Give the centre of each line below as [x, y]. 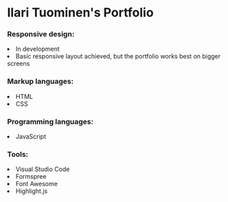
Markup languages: [41, 82]
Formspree [31, 177]
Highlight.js [32, 191]
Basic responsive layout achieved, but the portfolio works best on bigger [118, 56]
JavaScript [31, 137]
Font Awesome [37, 184]
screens [19, 64]
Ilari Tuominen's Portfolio [80, 13]
